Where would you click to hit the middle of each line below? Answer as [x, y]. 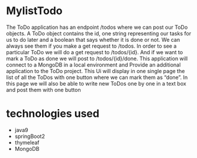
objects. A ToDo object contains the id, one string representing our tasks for [98, 33]
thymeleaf [27, 142]
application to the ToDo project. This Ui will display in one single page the [96, 71]
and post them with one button [43, 90]
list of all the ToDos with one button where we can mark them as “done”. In [97, 77]
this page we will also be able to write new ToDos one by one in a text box [96, 83]
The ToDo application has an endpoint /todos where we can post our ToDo [97, 27]
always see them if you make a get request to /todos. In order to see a [91, 46]
